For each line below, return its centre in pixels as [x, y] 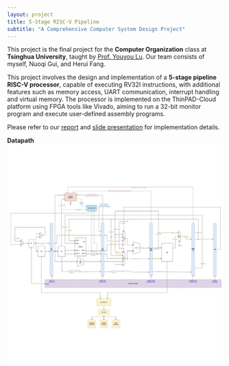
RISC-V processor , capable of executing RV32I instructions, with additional [114, 85]
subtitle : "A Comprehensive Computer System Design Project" [96, 29]
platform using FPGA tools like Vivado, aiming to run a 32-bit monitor [104, 107]
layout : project [30, 14]
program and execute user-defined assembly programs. [86, 114]
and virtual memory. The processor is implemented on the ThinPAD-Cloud [112, 99]
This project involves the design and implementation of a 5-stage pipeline [112, 77]
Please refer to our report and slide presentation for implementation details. [113, 127]
